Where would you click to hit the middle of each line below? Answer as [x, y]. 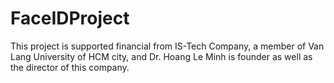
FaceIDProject [70, 18]
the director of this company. [70, 67]
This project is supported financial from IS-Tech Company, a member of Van [167, 46]
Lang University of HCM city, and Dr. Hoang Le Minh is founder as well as [161, 56]
